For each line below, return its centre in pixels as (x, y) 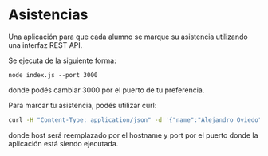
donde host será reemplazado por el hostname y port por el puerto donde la (133, 135)
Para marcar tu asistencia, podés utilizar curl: (83, 105)
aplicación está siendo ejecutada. (63, 143)
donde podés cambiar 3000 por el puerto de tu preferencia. (106, 90)
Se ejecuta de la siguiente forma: (63, 60)
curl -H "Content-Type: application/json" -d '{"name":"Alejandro (121, 120)
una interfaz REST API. (45, 45)
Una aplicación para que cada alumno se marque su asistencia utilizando (128, 37)
